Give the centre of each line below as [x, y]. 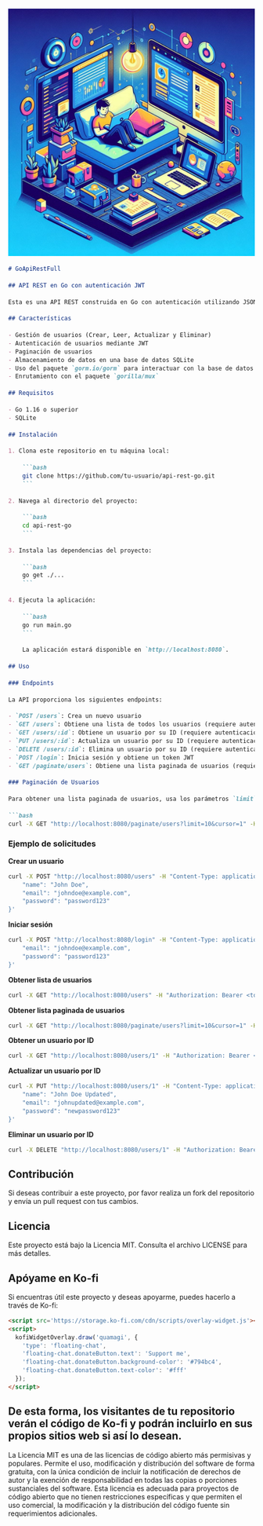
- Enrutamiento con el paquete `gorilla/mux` [83, 377]
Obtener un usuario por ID [51, 1041]
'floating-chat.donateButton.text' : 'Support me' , [106, 1354]
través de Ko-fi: [33, 1305]
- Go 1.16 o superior [43, 409]
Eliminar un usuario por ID [51, 1134]
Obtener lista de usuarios [50, 979]
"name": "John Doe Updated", [70, 1095]
